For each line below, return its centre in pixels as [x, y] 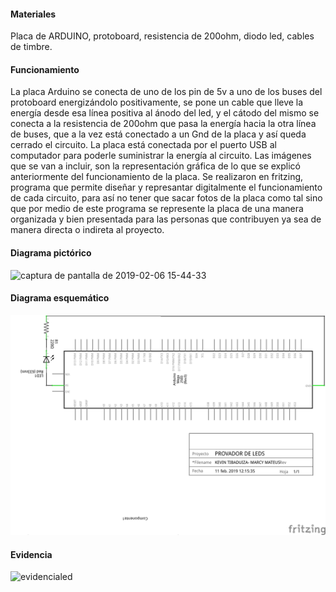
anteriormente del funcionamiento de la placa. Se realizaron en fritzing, [157, 177]
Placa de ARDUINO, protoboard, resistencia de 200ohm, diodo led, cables [162, 36]
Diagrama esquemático [60, 298]
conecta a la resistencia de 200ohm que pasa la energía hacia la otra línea [163, 124]
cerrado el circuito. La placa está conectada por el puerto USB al [143, 145]
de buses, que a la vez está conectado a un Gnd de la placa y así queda [158, 134]
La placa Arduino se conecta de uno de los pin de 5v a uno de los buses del [166, 92]
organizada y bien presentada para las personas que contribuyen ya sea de [166, 219]
